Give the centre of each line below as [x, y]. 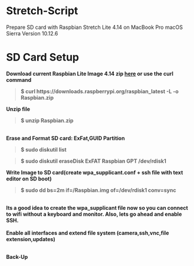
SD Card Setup [43, 58]
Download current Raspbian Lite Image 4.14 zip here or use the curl [90, 73]
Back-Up [17, 257]
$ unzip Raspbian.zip [47, 120]
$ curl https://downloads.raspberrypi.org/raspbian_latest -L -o [99, 91]
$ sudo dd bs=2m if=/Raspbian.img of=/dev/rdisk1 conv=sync [98, 190]
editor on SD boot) [29, 179]
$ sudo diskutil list [43, 149]
